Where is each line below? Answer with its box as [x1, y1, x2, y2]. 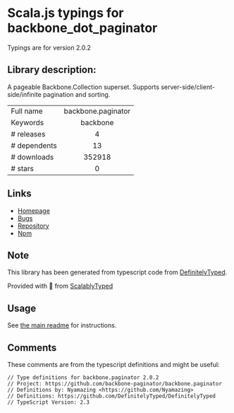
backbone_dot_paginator [7, 20, 158, 36]
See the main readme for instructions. [7, 321, 117, 330]
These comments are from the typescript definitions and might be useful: [7, 361, 220, 368]
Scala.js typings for [7, 5, 124, 21]
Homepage [17, 206, 51, 215]
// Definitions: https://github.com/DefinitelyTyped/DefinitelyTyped [7, 392, 216, 400]
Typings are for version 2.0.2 [7, 43, 92, 52]
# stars [11, 163, 34, 173]
